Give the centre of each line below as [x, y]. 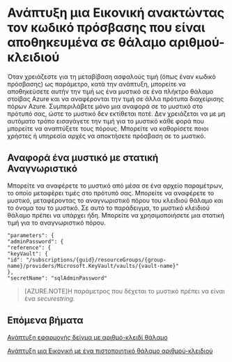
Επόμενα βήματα [45, 320]
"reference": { [29, 248]
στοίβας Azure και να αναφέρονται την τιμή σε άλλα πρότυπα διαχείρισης [116, 98]
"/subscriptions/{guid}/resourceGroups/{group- [96, 259]
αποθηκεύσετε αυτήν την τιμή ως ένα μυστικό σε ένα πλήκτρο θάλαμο [110, 91]
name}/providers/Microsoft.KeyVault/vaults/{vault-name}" [93, 266]
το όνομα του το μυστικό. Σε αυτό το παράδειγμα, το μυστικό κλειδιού [109, 208]
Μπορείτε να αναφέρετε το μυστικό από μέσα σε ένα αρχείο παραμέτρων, [116, 186]
